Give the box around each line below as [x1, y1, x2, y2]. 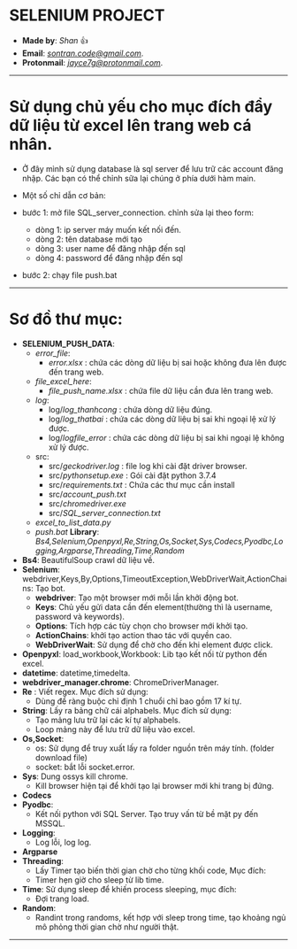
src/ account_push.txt [48, 489, 126, 499]
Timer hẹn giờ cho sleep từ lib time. [34, 874, 164, 885]
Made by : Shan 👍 [21, 35, 88, 45]
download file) [34, 752, 88, 762]
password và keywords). [34, 611, 126, 621]
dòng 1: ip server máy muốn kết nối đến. [34, 224, 181, 235]
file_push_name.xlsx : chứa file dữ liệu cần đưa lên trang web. [48, 385, 274, 396]
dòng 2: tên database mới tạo [34, 234, 143, 244]
